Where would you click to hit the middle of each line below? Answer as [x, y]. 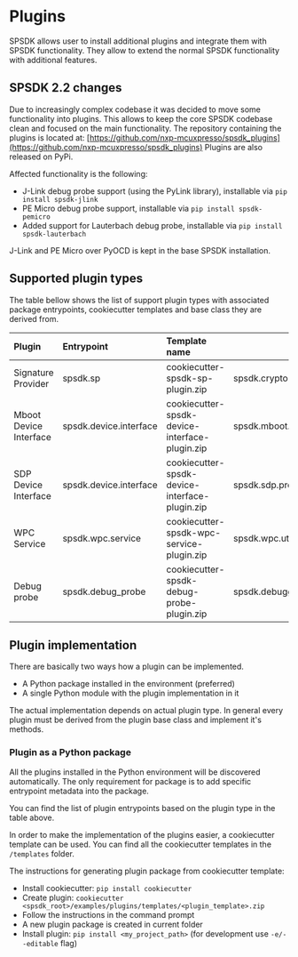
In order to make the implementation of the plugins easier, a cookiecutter [142, 834]
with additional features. [53, 60]
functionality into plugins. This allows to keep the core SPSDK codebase [141, 118]
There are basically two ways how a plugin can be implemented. [126, 667]
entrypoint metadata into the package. [79, 791]
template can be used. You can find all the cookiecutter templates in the [141, 844]
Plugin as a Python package [70, 752]
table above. [32, 817]
